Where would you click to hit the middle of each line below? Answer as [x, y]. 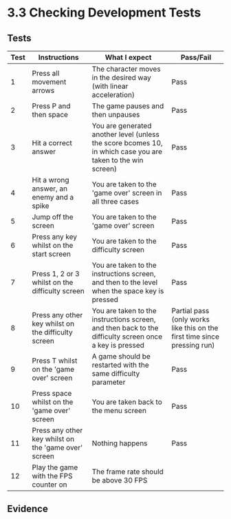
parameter [109, 382]
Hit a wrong [51, 180]
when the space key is [128, 291]
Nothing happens [120, 443]
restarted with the [120, 365]
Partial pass [190, 311]
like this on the [195, 328]
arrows [43, 91]
